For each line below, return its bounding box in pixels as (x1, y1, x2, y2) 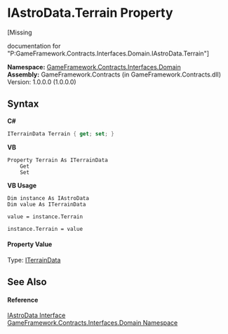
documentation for (7, 41, 61, 50)
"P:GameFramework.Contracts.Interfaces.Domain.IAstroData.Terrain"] (7, 49, 209, 58)
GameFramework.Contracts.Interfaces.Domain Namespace (7, 319, 178, 327)
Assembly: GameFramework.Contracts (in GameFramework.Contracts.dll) (7, 70, 222, 79)
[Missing (7, 28, 33, 36)
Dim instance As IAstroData (7, 194, 90, 201)
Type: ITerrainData (7, 255, 61, 264)
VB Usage (7, 181, 37, 189)
